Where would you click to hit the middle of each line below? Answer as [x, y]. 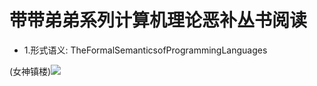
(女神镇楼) [30, 71]
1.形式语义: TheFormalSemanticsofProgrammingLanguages [145, 50]
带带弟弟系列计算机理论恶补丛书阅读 [158, 20]
